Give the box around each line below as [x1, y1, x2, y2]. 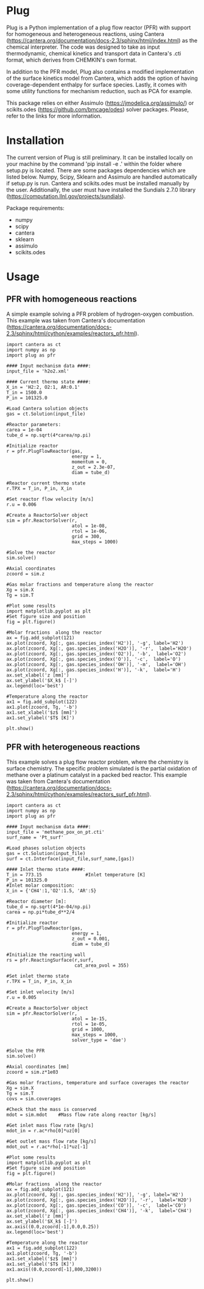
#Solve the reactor [6, 549, 56, 555]
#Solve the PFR [6, 1048, 45, 1054]
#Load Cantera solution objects [6, 405, 88, 411]
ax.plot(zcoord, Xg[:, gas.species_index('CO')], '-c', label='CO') [6, 1202, 187, 1209]
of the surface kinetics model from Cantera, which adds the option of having [6, 74, 198, 82]
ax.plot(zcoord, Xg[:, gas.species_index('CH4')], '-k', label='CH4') [6, 1207, 192, 1213]
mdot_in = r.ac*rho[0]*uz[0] [6, 1127, 80, 1134]
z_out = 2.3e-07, [71, 464, 116, 470]
